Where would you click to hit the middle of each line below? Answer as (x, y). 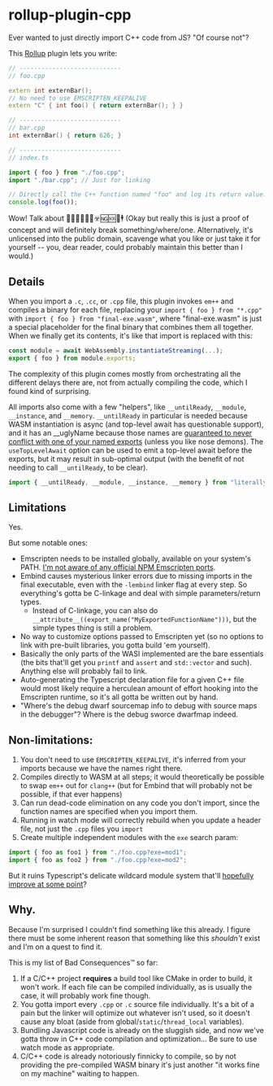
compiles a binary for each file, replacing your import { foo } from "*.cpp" (135, 310)
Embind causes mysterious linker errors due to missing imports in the (136, 576)
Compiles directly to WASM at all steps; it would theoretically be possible (142, 777)
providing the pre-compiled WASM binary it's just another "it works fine (140, 1065)
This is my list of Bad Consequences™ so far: (83, 962)
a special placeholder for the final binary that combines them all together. (131, 327)
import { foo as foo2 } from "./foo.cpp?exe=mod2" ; (97, 860)
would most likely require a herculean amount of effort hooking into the (139, 689)
